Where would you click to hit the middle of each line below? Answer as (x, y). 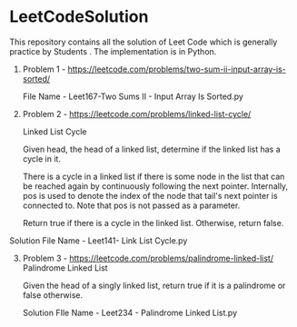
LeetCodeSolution (79, 17)
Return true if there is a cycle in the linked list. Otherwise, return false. (153, 223)
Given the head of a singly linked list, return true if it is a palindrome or (154, 285)
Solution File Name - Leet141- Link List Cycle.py (99, 240)
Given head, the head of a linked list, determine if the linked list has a (152, 149)
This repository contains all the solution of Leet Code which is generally (144, 42)
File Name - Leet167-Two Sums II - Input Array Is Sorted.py (133, 96)
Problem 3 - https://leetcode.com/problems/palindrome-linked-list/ (148, 258)
